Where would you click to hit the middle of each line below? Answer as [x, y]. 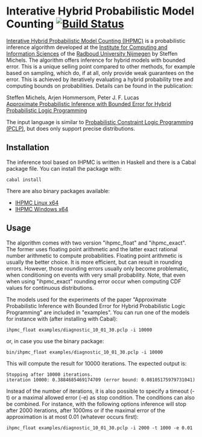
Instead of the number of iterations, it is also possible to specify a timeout [97, 391]
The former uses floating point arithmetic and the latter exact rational [92, 249]
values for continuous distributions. [50, 287]
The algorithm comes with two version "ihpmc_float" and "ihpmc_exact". [96, 243]
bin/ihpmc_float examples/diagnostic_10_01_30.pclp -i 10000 [85, 352]
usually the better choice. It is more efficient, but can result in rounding [94, 262]
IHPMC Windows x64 [42, 209]
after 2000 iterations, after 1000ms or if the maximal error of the [86, 410]
